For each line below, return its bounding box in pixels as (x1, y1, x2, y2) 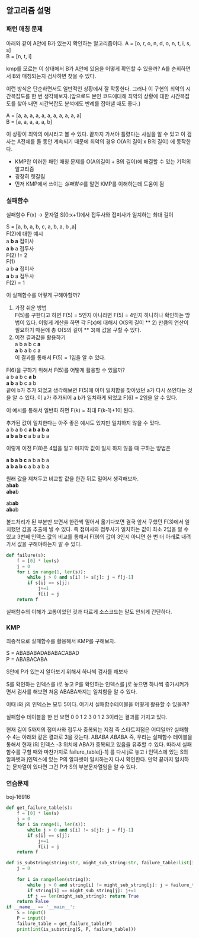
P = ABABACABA (6, 656, 48, 663)
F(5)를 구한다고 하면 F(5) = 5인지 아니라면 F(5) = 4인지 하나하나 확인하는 (14, 311, 184, 318)
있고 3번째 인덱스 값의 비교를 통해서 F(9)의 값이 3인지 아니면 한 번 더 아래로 (6, 533, 181, 540)
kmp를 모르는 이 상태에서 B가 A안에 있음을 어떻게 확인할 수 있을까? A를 (6, 65, 171, 72)
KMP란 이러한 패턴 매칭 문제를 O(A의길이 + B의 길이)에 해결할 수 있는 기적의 (14, 158, 191, 165)
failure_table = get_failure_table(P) (17, 921, 113, 927)
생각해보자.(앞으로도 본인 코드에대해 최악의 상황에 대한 (43, 92, 169, 99)
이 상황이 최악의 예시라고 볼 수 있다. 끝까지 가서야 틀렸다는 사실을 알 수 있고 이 (6, 130, 186, 137)
